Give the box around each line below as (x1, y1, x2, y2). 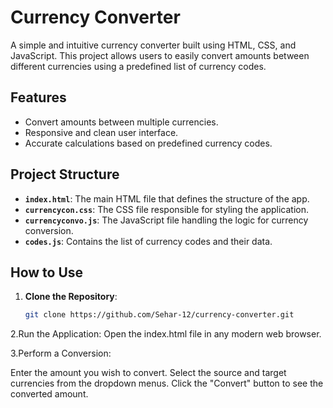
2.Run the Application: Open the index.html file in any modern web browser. (10, 328, 322, 340)
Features (10, 89, 67, 106)
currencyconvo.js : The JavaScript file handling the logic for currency (24, 214, 309, 226)
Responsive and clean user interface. (24, 126, 179, 138)
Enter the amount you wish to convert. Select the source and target (10, 367, 287, 379)
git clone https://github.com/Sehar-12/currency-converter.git (24, 310, 295, 320)
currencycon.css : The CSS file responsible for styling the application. (24, 203, 309, 215)
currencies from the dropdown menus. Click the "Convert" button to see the (10, 377, 324, 390)
